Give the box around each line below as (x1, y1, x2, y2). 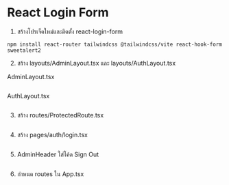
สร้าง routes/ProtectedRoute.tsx (16, 111, 104, 119)
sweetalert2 (7, 46, 41, 54)
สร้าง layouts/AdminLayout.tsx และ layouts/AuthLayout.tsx (16, 59, 176, 67)
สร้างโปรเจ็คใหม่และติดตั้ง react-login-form (16, 27, 123, 35)
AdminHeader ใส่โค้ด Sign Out (16, 150, 99, 158)
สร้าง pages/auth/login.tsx (16, 130, 88, 139)
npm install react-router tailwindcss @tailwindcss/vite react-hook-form (7, 41, 223, 48)
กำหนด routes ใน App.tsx (16, 169, 84, 178)
